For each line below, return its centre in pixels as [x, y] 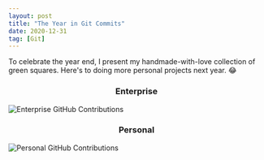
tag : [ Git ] [27, 39]
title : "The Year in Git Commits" [67, 24]
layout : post [30, 16]
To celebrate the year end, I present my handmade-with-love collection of [132, 62]
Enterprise [136, 92]
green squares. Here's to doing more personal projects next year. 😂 [123, 71]
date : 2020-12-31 [38, 31]
